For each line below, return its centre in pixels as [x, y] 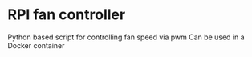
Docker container [36, 45]
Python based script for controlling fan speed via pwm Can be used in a [126, 37]
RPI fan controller [67, 15]
